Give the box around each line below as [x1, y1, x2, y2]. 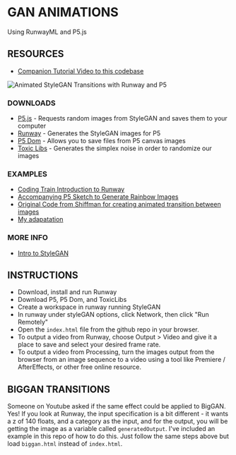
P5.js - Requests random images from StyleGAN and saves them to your [17, 114, 228, 123]
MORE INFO [7, 233, 48, 243]
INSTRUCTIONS [7, 269, 79, 281]
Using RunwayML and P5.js [7, 28, 87, 36]
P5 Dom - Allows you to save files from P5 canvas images [17, 137, 186, 145]
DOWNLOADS [7, 98, 56, 108]
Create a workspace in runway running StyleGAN [17, 303, 161, 311]
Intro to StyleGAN [17, 248, 69, 257]
